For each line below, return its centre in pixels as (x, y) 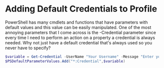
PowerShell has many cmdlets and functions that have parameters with (76, 22)
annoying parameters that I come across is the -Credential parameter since (81, 32)
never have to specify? (28, 48)
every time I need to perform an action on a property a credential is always (80, 38)
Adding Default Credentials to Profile (81, 9)
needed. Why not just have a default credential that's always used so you (79, 42)
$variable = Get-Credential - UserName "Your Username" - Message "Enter (79, 56)
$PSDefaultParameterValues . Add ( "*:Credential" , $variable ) (65, 61)
